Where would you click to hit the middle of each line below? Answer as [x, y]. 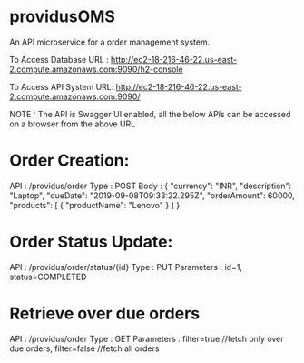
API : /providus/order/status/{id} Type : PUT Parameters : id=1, [126, 267]
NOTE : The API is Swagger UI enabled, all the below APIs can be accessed [150, 114]
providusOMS [63, 17]
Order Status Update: [91, 242]
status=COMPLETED [48, 277]
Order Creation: [69, 161]
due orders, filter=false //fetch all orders [84, 348]
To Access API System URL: [62, 86]
